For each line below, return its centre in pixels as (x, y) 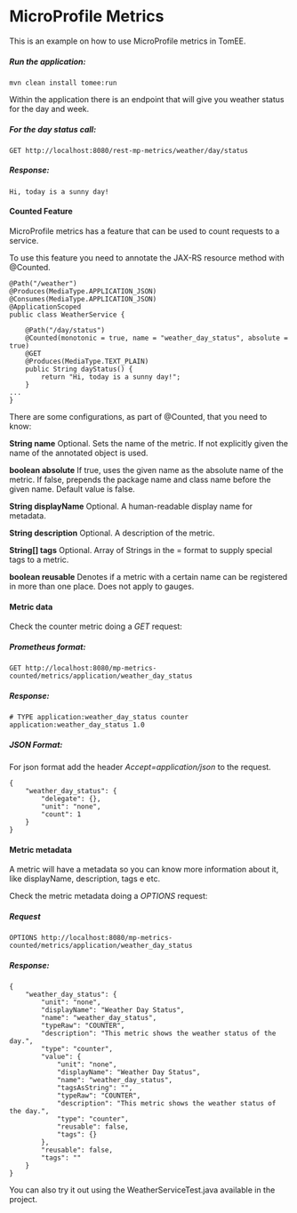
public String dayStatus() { (79, 370)
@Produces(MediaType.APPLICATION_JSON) (83, 292)
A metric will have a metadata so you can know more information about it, (144, 870)
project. (24, 1200)
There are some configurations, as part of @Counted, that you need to (138, 417)
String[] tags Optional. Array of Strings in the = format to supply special (141, 550)
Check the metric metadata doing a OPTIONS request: (108, 896)
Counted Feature (41, 212)
